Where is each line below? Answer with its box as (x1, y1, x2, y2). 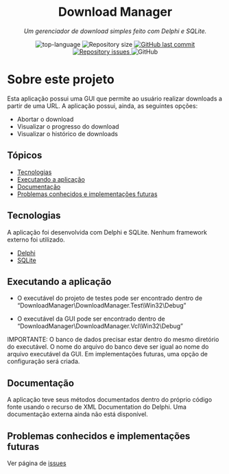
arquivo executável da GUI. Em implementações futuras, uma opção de (7, 350, 208, 358)
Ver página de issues (7, 459, 67, 467)
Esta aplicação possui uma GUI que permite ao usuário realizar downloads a (7, 94, 223, 103)
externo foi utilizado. (7, 235, 65, 244)
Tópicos (7, 149, 43, 162)
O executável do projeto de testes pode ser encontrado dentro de (16, 294, 203, 303)
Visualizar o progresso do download (16, 122, 119, 131)
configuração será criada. (7, 357, 80, 365)
